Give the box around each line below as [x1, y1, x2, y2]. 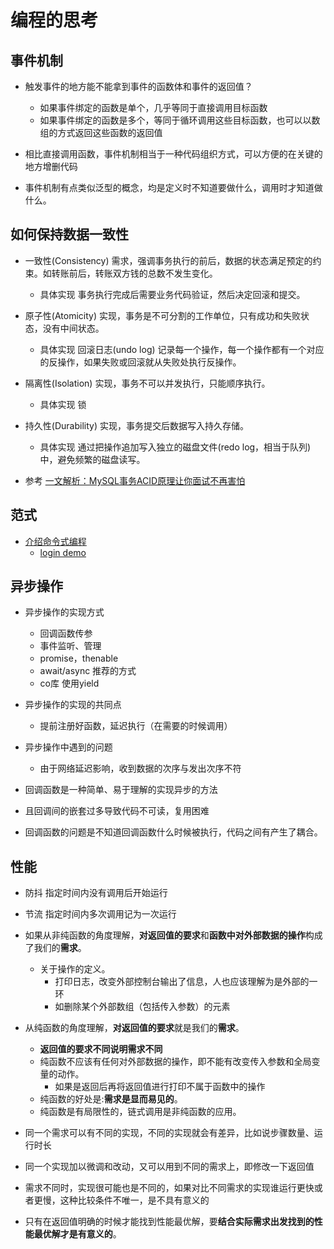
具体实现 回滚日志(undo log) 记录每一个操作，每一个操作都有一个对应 [39, 343, 325, 355]
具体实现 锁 [39, 398, 87, 410]
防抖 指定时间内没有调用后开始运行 [24, 887, 168, 899]
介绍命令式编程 [24, 535, 87, 547]
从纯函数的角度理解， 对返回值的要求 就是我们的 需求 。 [24, 1022, 245, 1034]
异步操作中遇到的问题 [24, 741, 113, 753]
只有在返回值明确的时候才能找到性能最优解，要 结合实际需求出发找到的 [24, 1216, 315, 1228]
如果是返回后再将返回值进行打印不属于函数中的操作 [54, 1081, 266, 1093]
